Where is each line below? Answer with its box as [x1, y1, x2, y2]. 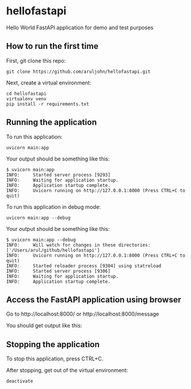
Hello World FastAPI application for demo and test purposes [6, 24, 154, 31]
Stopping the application [6, 339, 100, 350]
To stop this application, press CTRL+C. [6, 355, 103, 362]
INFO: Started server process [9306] [6, 268, 111, 274]
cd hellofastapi [6, 91, 47, 97]
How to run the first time [6, 41, 98, 51]
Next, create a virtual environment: [6, 79, 91, 86]
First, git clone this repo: [6, 57, 66, 64]
